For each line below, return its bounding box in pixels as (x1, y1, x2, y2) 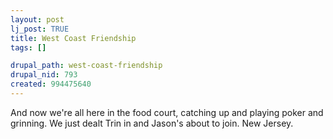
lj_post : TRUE (10, 24, 70, 34)
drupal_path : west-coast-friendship (10, 61, 163, 71)
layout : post (10, 14, 65, 25)
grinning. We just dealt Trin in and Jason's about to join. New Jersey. (10, 117, 294, 129)
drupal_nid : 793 (10, 70, 78, 80)
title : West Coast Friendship (10, 33, 137, 43)
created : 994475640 (10, 79, 92, 90)
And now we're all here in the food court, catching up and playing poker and (10, 106, 324, 118)
